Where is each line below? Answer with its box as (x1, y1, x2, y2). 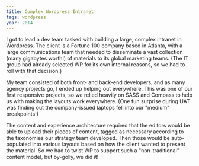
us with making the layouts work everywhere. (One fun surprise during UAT (6, 98, 191, 105)
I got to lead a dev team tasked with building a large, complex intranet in (6, 36, 182, 43)
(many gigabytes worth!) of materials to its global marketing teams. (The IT (6, 55, 189, 62)
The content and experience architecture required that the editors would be (6, 122, 191, 129)
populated (6, 141, 31, 148)
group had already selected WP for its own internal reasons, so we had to (6, 61, 185, 68)
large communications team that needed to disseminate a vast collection (6, 49, 184, 56)
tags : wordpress (6, 14, 46, 20)
